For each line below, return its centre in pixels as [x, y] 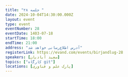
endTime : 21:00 [21, 43]
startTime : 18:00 [24, 38]
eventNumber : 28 [22, 29]
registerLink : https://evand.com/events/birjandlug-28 [64, 52]
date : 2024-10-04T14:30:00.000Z [39, 15]
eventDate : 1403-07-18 [29, 33]
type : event [18, 24]
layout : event [20, 19]
